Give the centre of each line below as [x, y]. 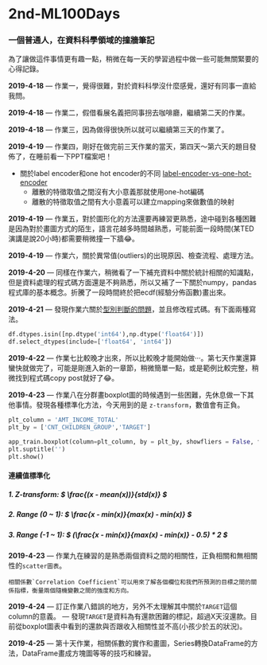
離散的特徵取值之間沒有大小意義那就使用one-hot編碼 [118, 192]
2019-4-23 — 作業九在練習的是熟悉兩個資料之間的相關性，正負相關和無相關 [133, 555]
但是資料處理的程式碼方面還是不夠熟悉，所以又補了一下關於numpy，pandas [132, 283]
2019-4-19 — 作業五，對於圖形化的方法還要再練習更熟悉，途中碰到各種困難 [132, 219]
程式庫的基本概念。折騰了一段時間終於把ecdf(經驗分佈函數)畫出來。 [119, 292]
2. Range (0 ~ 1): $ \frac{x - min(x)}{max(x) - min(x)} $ [100, 514]
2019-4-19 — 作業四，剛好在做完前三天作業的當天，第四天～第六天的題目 [129, 147]
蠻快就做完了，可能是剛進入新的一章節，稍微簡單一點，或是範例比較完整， [130, 368]
